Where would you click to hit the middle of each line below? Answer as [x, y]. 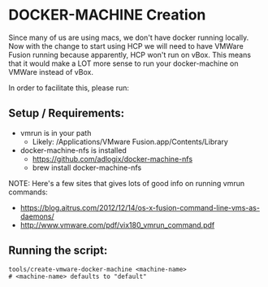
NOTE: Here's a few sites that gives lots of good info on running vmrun [127, 183]
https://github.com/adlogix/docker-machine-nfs [112, 159]
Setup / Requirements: [67, 113]
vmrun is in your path [56, 133]
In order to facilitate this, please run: [69, 88]
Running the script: [58, 251]
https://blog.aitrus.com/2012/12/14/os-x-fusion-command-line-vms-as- [140, 207]
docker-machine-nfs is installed [73, 150]
